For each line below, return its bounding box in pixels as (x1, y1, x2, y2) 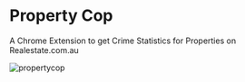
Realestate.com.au (9, 44, 79, 55)
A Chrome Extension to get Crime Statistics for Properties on (9, 35, 237, 46)
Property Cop (9, 5, 113, 26)
